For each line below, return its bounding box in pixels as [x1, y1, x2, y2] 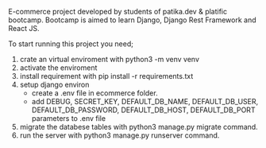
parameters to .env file [31, 114, 106, 123]
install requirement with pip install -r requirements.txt [19, 72, 194, 80]
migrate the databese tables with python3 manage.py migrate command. [19, 123, 258, 131]
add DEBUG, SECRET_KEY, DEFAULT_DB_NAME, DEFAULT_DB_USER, [31, 97, 259, 106]
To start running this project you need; [8, 39, 133, 49]
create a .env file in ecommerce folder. [31, 88, 158, 98]
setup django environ [19, 80, 90, 89]
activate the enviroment [19, 63, 98, 72]
